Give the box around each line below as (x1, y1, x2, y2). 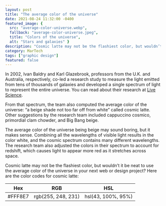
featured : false (5, 58, 39, 63)
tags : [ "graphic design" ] (5, 53, 58, 58)
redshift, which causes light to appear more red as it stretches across (5, 148, 146, 154)
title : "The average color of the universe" (5, 12, 98, 17)
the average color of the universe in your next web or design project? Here (5, 168, 157, 174)
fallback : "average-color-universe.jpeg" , (9, 30, 98, 35)
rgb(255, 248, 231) (34, 193, 80, 200)
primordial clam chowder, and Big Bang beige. (5, 117, 99, 123)
